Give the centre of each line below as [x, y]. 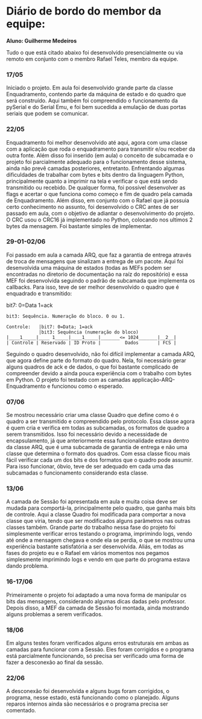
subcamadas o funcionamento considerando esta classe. [77, 473]
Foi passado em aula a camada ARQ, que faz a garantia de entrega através [99, 255]
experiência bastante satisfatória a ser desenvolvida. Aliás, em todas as [95, 547]
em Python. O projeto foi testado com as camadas [68, 379]
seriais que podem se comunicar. [48, 114]
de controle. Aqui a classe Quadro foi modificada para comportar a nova [96, 514]
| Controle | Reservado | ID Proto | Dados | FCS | [91, 343]
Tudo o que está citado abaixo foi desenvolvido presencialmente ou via [95, 52]
